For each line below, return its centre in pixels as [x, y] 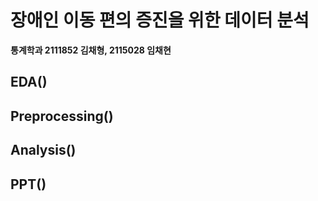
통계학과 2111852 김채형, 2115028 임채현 [91, 50]
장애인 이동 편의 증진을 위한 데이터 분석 [160, 20]
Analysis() [43, 150]
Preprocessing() [62, 116]
